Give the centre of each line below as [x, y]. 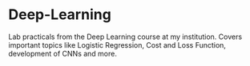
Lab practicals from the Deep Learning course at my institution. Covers [125, 37]
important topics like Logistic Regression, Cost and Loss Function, [117, 45]
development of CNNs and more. [63, 53]
